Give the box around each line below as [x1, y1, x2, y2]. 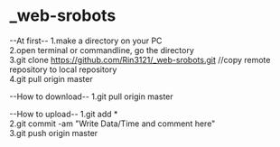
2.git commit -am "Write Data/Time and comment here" [9, 118, 216, 129]
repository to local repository [9, 64, 117, 75]
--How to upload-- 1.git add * [9, 108, 118, 119]
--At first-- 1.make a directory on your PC [9, 35, 163, 46]
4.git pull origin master [9, 73, 93, 84]
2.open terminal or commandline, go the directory [9, 44, 194, 55]
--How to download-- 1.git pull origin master [9, 91, 173, 102]
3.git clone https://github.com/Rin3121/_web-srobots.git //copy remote [9, 54, 271, 65]
